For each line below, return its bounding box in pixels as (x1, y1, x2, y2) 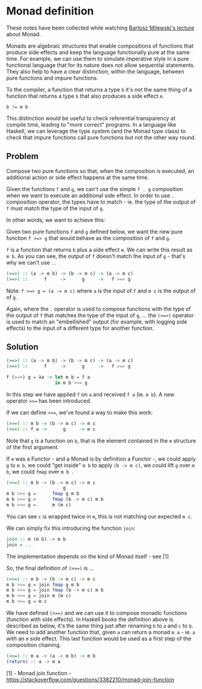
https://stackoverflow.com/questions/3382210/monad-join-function (6, 676, 175, 683)
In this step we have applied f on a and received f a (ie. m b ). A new (6, 391, 175, 398)
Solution (6, 342, 39, 352)
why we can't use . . (6, 259, 56, 266)
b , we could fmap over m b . (6, 468, 74, 475)
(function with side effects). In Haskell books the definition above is (6, 616, 174, 623)
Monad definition (6, 4, 94, 18)
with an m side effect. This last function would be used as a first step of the (6, 635, 192, 643)
